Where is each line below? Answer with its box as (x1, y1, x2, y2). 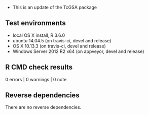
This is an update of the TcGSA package (12, 5, 97, 10)
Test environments (5, 19, 66, 27)
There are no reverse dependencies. (5, 104, 82, 110)
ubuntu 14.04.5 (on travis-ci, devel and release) (12, 37, 111, 43)
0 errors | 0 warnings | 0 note (5, 76, 67, 82)
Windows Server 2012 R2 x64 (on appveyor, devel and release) (12, 48, 144, 54)
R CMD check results (5, 63, 73, 72)
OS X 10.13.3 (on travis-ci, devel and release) (12, 43, 106, 49)
